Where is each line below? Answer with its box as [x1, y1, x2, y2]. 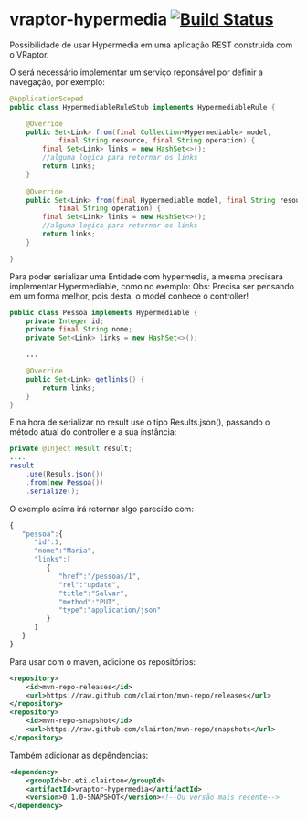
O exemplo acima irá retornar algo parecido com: [9, 503, 195, 514]
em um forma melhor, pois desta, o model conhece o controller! [9, 290, 249, 301]
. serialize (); [26, 487, 79, 496]
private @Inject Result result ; [9, 444, 132, 454]
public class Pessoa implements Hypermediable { [9, 308, 198, 317]
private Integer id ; [26, 316, 104, 326]
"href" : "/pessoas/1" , [58, 572, 142, 581]
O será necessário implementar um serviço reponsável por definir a [9, 67, 263, 78]
